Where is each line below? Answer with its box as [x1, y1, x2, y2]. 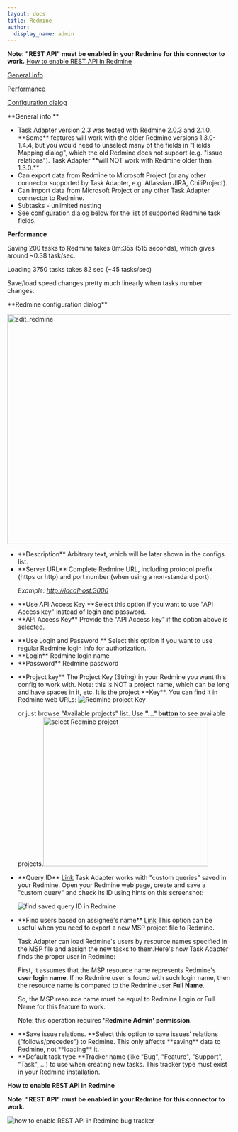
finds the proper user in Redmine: [17, 952, 115, 961]
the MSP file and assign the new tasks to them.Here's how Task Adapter [17, 945, 229, 953]
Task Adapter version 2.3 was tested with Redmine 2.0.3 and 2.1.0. [17, 126, 212, 135]
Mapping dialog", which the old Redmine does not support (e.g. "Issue [17, 148, 223, 157]
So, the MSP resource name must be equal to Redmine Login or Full [17, 995, 215, 1004]
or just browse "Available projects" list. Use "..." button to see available [17, 709, 226, 718]
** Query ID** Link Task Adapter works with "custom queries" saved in [17, 874, 227, 882]
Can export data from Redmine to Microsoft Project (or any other [17, 171, 207, 180]
